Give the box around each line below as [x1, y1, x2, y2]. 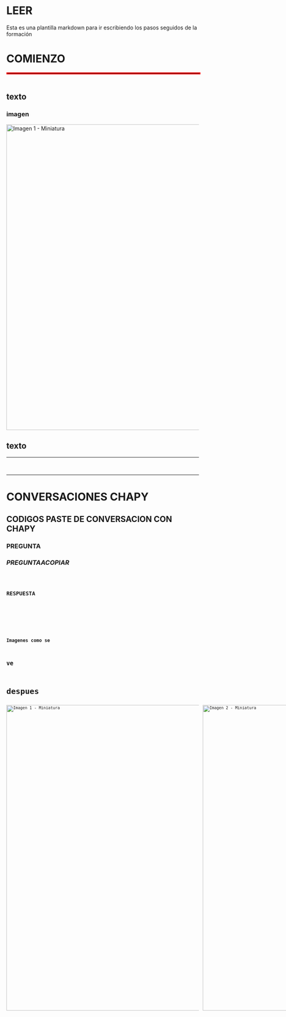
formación [6, 30, 32, 37]
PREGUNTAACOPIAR [6, 558, 70, 567]
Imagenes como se [6, 637, 50, 644]
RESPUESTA [6, 590, 35, 597]
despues [6, 686, 40, 696]
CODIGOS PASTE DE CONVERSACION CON [6, 514, 172, 524]
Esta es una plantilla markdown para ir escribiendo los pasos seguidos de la [6, 24, 197, 31]
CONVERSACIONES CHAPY [6, 490, 149, 504]
